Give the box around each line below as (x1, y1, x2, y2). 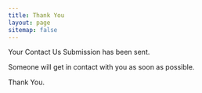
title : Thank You (8, 11, 65, 20)
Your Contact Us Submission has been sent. (8, 48, 150, 57)
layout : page (8, 19, 51, 27)
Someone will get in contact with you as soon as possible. (8, 63, 195, 72)
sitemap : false (8, 26, 58, 34)
